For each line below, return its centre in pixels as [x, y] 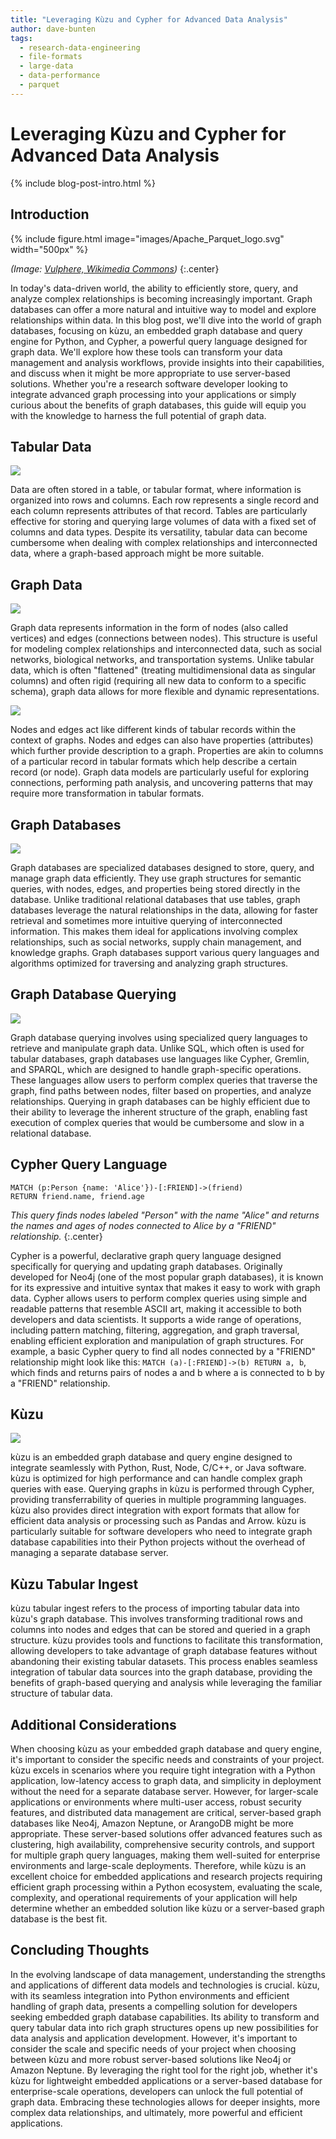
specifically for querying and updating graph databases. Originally [146, 1266]
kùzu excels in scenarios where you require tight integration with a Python [163, 1770]
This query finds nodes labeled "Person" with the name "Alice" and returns [165, 1215]
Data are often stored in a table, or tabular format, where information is [156, 490]
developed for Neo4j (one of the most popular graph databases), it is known [167, 1277]
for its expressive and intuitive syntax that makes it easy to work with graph [165, 1287]
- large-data [46, 66]
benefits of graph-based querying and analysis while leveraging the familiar [166, 1683]
